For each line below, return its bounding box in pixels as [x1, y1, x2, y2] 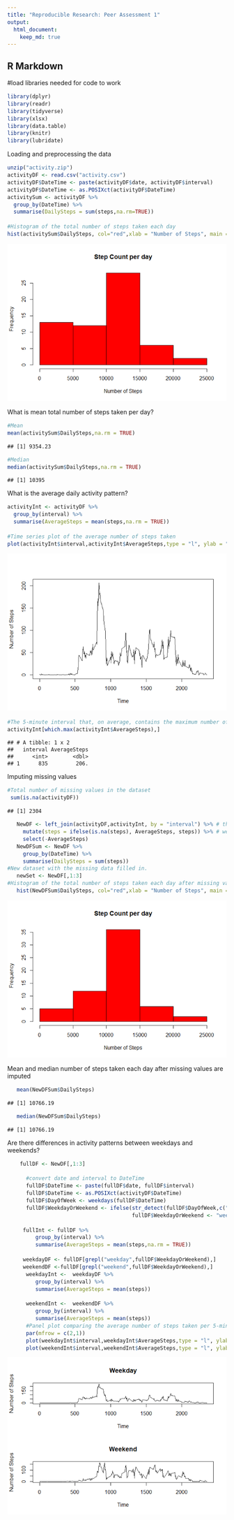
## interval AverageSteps [7, 746, 89, 754]
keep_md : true [19, 34, 61, 41]
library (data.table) [7, 122, 68, 129]
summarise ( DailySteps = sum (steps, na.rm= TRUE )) [13, 208, 155, 216]
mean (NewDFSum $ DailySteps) [16, 1086, 95, 1093]
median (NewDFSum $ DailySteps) [16, 1113, 101, 1120]
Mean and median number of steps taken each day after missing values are [7, 1064, 224, 1072]
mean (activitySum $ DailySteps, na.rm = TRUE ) [7, 430, 136, 437]
